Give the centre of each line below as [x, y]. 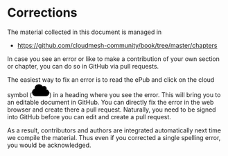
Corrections [42, 13]
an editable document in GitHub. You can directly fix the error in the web [111, 102]
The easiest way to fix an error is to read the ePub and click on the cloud [111, 79]
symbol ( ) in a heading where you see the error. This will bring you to [114, 94]
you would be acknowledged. [49, 145]
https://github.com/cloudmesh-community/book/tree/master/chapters [117, 45]
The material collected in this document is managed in [85, 32]
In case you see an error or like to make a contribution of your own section [114, 59]
